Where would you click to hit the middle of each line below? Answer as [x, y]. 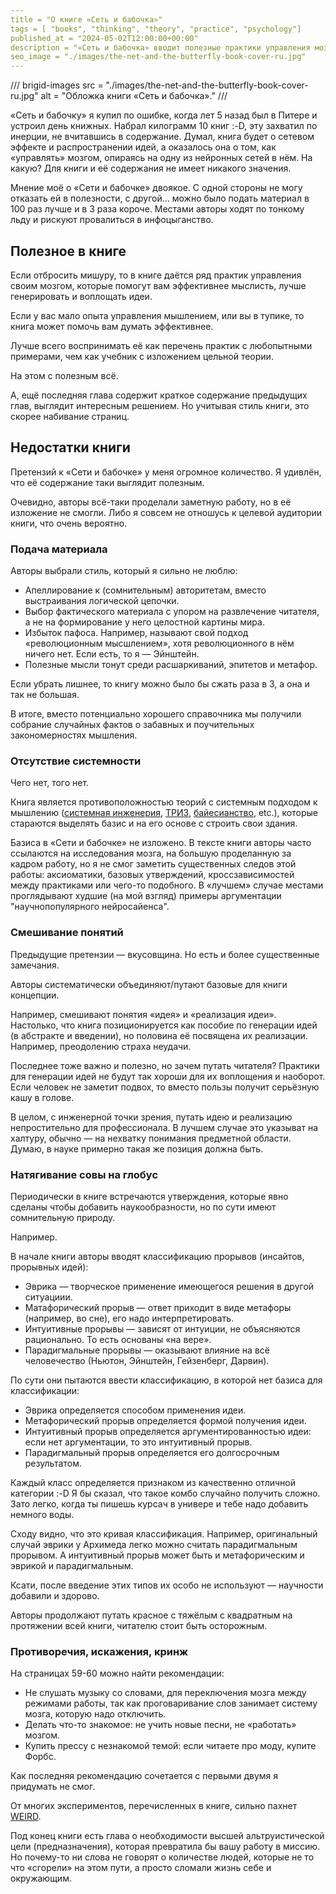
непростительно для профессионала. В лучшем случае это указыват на [164, 1127]
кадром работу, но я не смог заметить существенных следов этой [153, 864]
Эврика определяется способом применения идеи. [135, 1410]
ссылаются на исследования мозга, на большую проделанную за [151, 853]
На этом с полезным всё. [64, 375]
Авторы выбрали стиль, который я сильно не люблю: [124, 571]
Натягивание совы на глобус [84, 1174]
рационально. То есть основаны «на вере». [118, 1339]
